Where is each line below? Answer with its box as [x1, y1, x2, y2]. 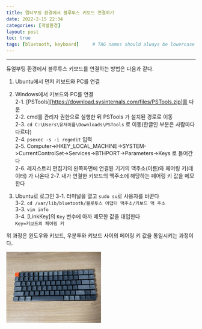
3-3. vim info [14, 206, 49, 213]
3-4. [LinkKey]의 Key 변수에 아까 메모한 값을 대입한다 [14, 213, 140, 220]
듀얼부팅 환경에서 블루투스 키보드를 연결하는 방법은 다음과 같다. [6, 65, 155, 72]
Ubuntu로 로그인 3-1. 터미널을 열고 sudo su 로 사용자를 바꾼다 [14, 192, 159, 200]
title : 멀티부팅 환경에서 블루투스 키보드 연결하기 [6, 10, 114, 16]
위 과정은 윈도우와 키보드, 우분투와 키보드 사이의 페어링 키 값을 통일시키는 [6, 232, 178, 239]
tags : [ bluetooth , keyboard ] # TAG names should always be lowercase [6, 42, 195, 48]
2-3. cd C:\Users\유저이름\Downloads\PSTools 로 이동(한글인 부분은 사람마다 [14, 121, 195, 128]
